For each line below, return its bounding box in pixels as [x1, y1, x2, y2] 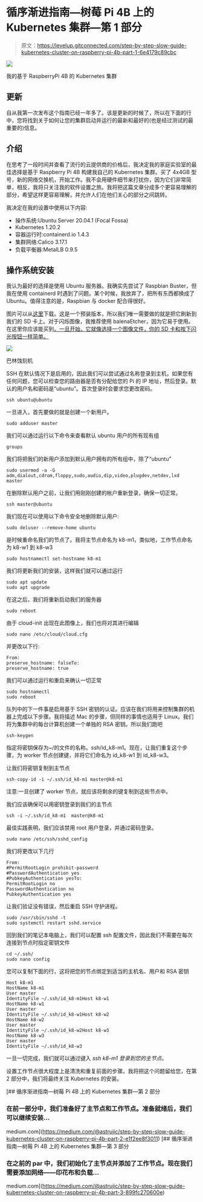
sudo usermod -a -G [6, 467, 56, 473]
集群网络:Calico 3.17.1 [14, 238, 68, 245]
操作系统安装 [6, 265, 54, 275]
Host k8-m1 [6, 980, 34, 986]
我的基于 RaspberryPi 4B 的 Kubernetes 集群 [6, 72, 117, 79]
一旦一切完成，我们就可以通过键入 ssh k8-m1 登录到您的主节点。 [6, 1054, 167, 1062]
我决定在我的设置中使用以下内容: [6, 204, 88, 211]
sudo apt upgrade [6, 585, 50, 591]
